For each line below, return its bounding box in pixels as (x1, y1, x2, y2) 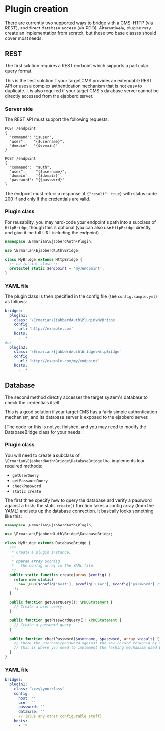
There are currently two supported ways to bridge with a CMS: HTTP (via (5, 20, 153, 26)
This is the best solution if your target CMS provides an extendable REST (5, 77, 152, 83)
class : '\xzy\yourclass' (14, 686, 65, 691)
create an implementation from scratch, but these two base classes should (5, 30, 156, 36)
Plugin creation (5, 3, 69, 15)
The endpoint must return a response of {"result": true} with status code (5, 191, 157, 197)
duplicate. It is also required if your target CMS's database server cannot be (5, 88, 159, 94)
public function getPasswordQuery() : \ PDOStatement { (9, 618, 122, 623)
